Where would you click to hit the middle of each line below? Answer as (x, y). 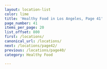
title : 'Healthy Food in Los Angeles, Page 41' (54, 18)
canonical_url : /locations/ (33, 41)
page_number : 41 (21, 23)
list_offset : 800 (22, 32)
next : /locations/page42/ (31, 46)
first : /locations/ (24, 37)
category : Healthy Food (29, 55)
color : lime (17, 14)
